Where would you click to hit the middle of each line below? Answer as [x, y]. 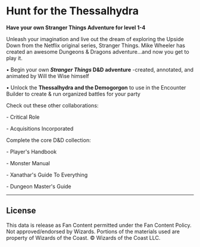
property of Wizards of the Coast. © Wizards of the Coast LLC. [83, 237]
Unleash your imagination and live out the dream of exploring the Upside [95, 39]
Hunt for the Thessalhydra [72, 11]
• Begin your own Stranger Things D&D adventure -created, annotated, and [100, 69]
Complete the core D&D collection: [49, 140]
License [21, 211]
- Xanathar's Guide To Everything [47, 175]
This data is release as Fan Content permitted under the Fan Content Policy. [99, 225]
